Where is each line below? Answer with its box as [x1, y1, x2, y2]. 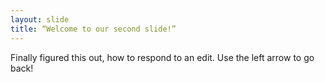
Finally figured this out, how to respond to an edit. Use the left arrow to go [10, 51, 315, 63]
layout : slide [10, 14, 70, 25]
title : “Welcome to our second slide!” [10, 24, 177, 34]
